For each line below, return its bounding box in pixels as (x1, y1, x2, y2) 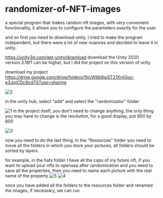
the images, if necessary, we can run (5, 187, 80, 193)
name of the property (5, 173, 48, 178)
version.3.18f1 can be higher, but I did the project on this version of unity (5, 59, 151, 65)
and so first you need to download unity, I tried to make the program (5, 34, 143, 40)
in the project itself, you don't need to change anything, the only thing (13, 108, 154, 114)
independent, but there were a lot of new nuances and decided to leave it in (5, 39, 158, 45)
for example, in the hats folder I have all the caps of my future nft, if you (5, 157, 150, 163)
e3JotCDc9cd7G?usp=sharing (5, 79, 67, 85)
